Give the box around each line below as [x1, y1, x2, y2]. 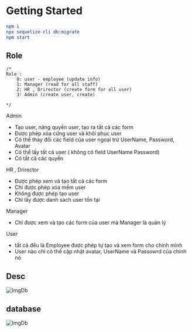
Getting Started [6, 4, 83, 18]
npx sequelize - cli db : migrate [6, 29, 80, 35]
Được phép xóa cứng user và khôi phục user [14, 130, 122, 137]
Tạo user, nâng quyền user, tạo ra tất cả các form [14, 124, 133, 131]
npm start [6, 34, 30, 40]
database [6, 304, 42, 314]
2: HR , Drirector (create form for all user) [16, 87, 132, 93]
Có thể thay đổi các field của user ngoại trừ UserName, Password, [14, 136, 174, 143]
